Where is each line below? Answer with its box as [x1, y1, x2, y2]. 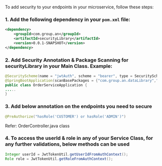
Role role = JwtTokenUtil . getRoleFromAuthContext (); [5, 156, 113, 161]
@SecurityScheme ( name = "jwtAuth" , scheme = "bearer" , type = [5, 74, 133, 78]
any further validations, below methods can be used [5, 141, 130, 148]
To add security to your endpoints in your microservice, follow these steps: [5, 4, 154, 10]
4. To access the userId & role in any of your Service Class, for [5, 135, 153, 142]
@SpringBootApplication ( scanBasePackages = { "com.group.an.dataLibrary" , [5, 78, 157, 83]
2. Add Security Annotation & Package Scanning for [5, 57, 129, 63]
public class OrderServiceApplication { [5, 82, 88, 88]
